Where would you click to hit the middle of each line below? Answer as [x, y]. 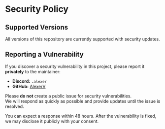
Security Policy [37, 9]
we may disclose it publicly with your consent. [52, 121]
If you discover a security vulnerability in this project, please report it [75, 66]
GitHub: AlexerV [29, 86]
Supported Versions [36, 27]
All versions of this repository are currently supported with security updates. [82, 39]
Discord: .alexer [30, 81]
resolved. [15, 106]
